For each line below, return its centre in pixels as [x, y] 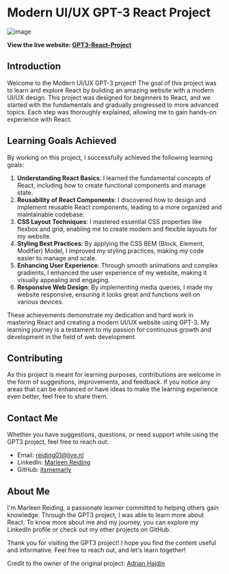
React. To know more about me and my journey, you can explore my [103, 522]
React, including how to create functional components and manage [111, 185]
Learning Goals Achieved [62, 141]
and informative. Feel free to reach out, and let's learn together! [96, 550]
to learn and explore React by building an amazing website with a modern [110, 90]
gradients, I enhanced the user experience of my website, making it [112, 273]
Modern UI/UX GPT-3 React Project [109, 13]
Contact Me [32, 418]
